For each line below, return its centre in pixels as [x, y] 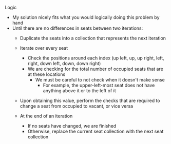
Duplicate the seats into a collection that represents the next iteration [93, 38]
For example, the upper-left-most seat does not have [99, 85]
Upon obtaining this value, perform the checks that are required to [90, 100]
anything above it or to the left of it [79, 91]
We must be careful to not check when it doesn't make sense [100, 80]
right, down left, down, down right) [64, 63]
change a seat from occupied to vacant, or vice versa [77, 106]
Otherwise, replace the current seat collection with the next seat [96, 131]
